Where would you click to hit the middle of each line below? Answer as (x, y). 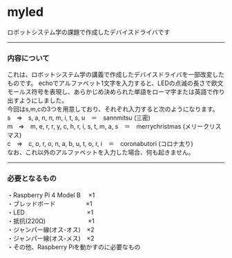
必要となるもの (32, 178)
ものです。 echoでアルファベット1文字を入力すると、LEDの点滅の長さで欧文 (115, 83)
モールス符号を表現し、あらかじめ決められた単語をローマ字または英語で (110, 92)
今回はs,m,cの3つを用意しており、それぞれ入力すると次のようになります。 (113, 109)
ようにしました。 (43, 100)
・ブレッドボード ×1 (50, 203)
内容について (28, 58)
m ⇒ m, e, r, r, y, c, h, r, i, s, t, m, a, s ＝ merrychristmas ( (96, 127)
